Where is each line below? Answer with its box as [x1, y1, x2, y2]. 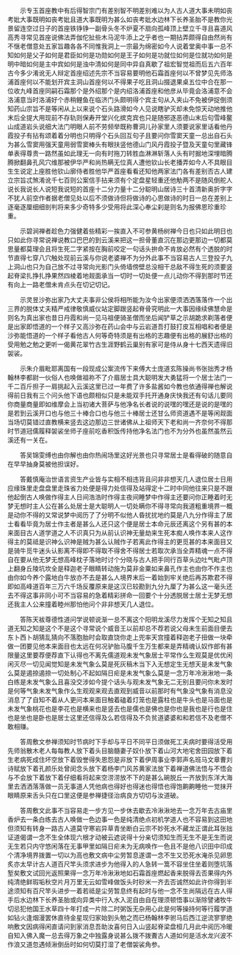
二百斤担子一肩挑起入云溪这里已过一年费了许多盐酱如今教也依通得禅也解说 [13, 382, 233, 391]
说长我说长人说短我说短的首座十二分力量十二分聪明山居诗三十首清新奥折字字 [7, 185, 233, 193]
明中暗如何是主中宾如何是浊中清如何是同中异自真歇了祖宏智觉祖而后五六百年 [7, 60, 233, 68]
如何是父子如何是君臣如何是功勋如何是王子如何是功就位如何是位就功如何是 [13, 51, 233, 59]
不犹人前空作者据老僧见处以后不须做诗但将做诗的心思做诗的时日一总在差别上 [7, 194, 233, 202]
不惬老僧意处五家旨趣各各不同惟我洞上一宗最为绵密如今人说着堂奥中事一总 [7, 42, 226, 50]
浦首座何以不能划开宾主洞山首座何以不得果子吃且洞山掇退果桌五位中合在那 [7, 78, 226, 86]
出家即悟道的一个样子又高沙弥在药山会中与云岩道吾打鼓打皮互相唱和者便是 [13, 322, 233, 331]
